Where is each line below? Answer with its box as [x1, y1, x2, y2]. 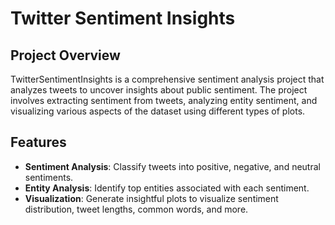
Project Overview [10, 47, 121, 64]
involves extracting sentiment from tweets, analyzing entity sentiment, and [10, 95, 318, 106]
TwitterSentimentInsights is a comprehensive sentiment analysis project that [10, 73, 325, 85]
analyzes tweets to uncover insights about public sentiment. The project [10, 84, 308, 96]
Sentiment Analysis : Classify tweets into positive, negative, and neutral [24, 160, 321, 172]
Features [10, 134, 67, 151]
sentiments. [24, 171, 74, 183]
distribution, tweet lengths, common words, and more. [24, 203, 249, 215]
